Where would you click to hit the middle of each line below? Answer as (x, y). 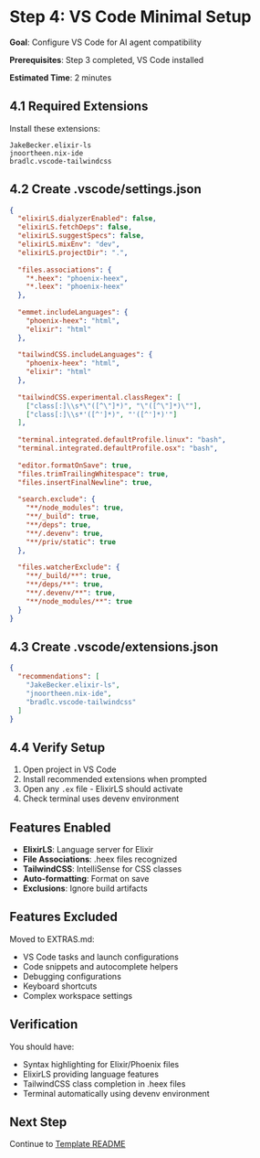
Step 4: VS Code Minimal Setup (130, 17)
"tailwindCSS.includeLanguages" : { (85, 355)
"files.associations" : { (65, 270)
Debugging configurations (72, 976)
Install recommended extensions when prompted (114, 779)
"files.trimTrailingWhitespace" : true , (94, 474)
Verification (44, 1025)
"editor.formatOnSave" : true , (75, 465)
